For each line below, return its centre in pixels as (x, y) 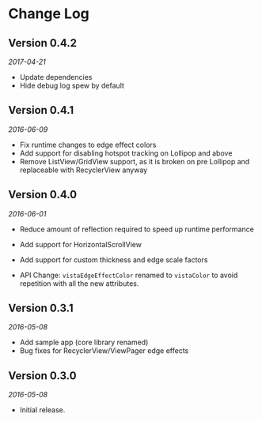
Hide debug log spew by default (72, 85)
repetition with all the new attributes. (79, 283)
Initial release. (42, 410)
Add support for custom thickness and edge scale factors (114, 259)
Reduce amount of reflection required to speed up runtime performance (137, 229)
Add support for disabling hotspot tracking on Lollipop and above (126, 153)
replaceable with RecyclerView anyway (84, 170)
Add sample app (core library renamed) (84, 342)
